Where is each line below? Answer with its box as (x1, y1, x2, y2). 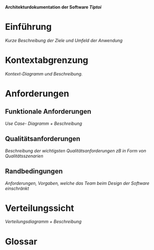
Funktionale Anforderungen (5, 107, 91, 116)
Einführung (5, 22, 52, 32)
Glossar (5, 236, 38, 247)
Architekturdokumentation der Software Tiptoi (5, 4, 102, 10)
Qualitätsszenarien (5, 153, 44, 159)
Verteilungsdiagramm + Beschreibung (5, 219, 82, 225)
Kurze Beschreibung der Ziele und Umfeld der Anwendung (5, 37, 123, 43)
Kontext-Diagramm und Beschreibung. (5, 71, 83, 76)
